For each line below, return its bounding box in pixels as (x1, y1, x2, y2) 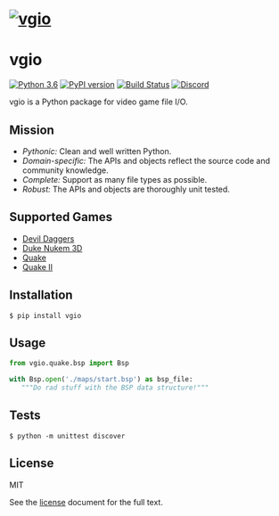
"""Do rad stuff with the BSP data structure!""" (21, 383, 209, 392)
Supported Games (9, 209, 113, 225)
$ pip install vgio (9, 311, 82, 320)
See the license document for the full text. (9, 496, 163, 507)
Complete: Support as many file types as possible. (21, 174, 208, 184)
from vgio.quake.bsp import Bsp (9, 359, 129, 368)
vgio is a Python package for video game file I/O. (9, 96, 189, 107)
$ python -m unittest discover (9, 431, 126, 440)
